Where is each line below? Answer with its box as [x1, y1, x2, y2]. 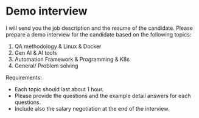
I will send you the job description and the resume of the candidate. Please [5, 24, 193, 32]
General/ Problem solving [14, 62, 79, 69]
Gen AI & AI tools [14, 49, 57, 56]
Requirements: [5, 74, 42, 81]
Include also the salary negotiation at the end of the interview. [14, 105, 170, 112]
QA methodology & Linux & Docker [14, 43, 102, 50]
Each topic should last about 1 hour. [14, 85, 104, 92]
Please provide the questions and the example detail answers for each [14, 92, 191, 99]
